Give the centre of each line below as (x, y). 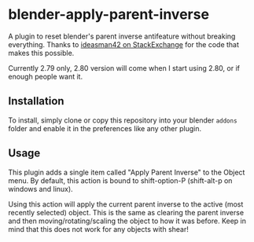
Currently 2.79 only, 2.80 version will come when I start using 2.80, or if (124, 68)
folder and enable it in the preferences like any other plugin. (105, 128)
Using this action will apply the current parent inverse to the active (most (126, 204)
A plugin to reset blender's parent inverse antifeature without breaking (122, 36)
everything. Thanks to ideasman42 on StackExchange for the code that (124, 44)
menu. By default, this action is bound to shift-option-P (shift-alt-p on (120, 180)
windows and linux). (40, 189)
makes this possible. (41, 53)
